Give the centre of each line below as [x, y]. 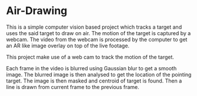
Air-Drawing [37, 11]
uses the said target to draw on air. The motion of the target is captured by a [98, 33]
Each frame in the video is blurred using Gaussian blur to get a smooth [91, 68]
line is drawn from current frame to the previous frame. [73, 87]
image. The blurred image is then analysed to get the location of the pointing [99, 74]
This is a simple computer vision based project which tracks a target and [94, 27]
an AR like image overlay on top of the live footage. [68, 46]
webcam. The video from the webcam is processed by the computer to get [97, 39]
